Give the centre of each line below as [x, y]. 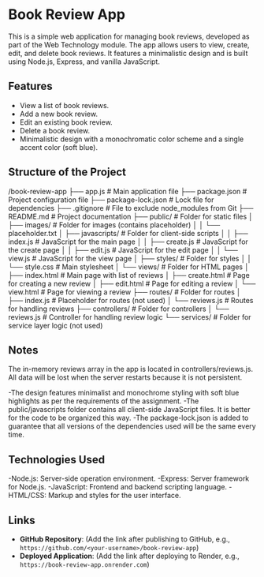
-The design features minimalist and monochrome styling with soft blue [124, 393]
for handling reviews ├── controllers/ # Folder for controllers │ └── [119, 309]
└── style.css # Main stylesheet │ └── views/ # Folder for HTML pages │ [129, 267]
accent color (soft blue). [59, 147]
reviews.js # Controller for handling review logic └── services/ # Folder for [130, 317]
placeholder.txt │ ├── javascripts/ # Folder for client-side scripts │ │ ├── [128, 233]
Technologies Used [56, 459]
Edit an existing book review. [66, 122]
